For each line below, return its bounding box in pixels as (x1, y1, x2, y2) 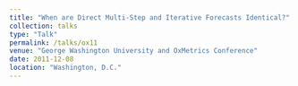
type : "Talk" (9, 30, 58, 39)
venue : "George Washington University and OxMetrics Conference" (9, 47, 258, 56)
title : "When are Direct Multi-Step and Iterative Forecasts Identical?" (9, 13, 291, 22)
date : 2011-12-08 (9, 55, 74, 64)
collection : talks (9, 21, 78, 30)
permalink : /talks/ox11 (9, 38, 98, 47)
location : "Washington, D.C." (9, 64, 123, 73)
